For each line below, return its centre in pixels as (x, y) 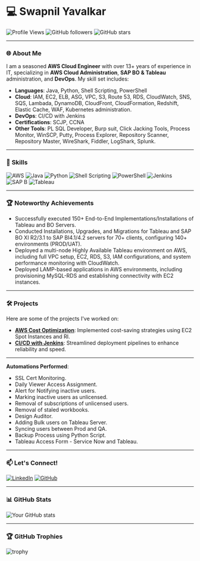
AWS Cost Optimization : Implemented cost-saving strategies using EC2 (103, 330)
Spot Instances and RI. (42, 337)
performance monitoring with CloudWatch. (67, 263)
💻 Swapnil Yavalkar (56, 12)
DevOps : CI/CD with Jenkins (50, 116)
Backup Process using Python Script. (60, 435)
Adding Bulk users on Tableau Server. (61, 422)
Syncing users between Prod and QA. (61, 429)
